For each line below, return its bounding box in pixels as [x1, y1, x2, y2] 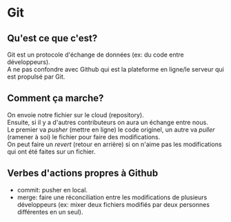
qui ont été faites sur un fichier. [7, 147, 96, 156]
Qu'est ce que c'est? [7, 32, 98, 44]
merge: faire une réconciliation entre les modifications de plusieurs [17, 193, 208, 201]
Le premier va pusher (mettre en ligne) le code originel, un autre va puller [7, 125, 215, 134]
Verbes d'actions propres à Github [7, 168, 159, 179]
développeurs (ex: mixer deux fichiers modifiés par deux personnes [17, 200, 210, 208]
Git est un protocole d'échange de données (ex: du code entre [7, 50, 184, 59]
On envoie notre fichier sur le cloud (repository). [7, 110, 144, 119]
